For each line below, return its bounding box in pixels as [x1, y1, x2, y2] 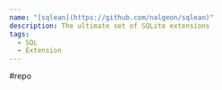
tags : [9, 29, 30, 38]
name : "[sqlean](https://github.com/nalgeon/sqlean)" [9, 12, 215, 22]
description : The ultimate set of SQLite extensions [9, 21, 210, 30]
